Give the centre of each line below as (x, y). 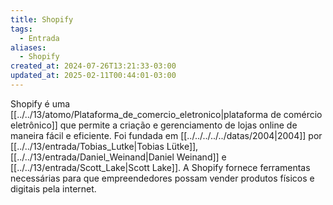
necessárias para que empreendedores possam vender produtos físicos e (162, 178)
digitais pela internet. (53, 188)
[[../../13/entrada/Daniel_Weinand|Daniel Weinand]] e (118, 157)
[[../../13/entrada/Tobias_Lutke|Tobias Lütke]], (104, 146)
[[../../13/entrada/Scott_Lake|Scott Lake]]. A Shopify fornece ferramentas (160, 167)
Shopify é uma (40, 103)
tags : (21, 29)
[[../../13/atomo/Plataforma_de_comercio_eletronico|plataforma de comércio (166, 114)
